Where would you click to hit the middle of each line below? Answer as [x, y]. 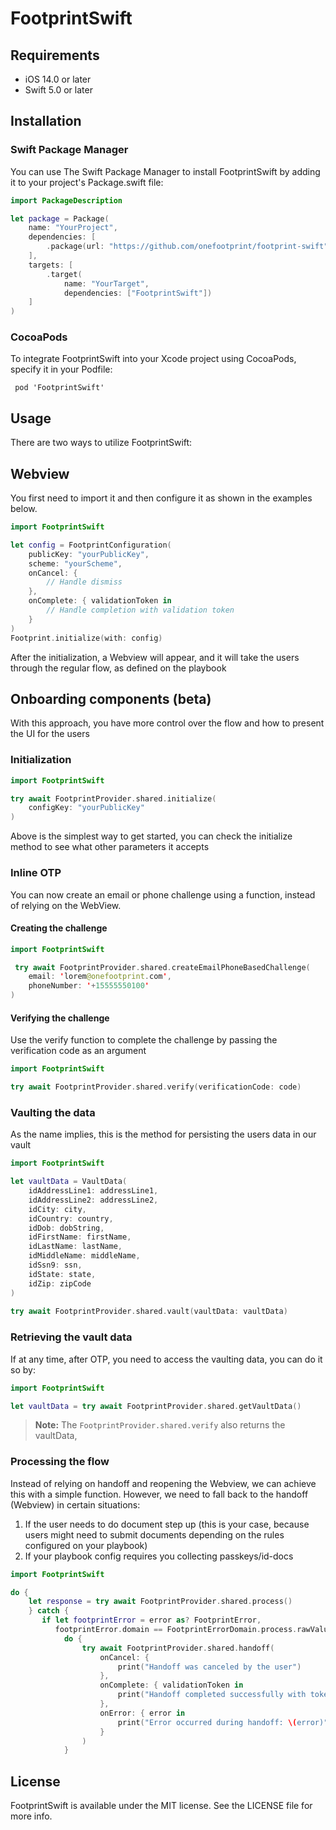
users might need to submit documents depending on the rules [154, 1534]
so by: [23, 1369]
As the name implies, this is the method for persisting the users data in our [163, 1134]
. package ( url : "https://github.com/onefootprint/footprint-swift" [187, 247]
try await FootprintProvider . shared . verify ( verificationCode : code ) [156, 1087]
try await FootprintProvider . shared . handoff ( [178, 1648]
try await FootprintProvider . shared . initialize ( [113, 798]
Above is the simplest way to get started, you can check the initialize [151, 836]
